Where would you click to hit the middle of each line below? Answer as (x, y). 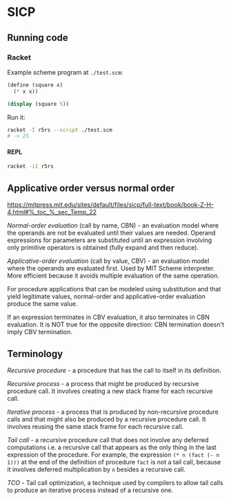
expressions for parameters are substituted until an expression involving (110, 240)
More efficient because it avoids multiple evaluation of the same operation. (113, 276)
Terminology (35, 354)
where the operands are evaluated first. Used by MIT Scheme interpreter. (111, 268)
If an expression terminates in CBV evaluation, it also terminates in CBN (109, 317)
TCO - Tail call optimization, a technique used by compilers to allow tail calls (115, 482)
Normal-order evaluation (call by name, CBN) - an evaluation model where (113, 226)
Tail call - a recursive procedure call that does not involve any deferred (108, 439)
